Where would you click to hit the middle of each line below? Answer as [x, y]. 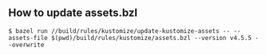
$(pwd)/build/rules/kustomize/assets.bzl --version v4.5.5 [151, 38]
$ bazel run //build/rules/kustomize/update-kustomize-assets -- [119, 31]
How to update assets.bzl [73, 13]
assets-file [28, 38]
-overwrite [26, 45]
